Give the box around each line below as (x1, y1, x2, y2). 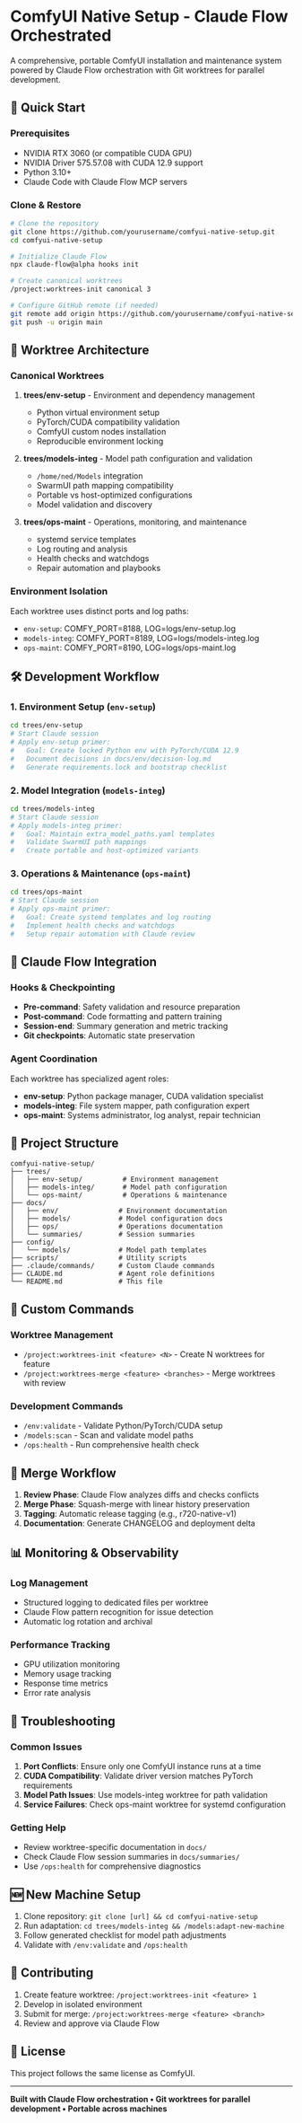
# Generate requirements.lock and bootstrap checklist (10, 762, 228, 771)
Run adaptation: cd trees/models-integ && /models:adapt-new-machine (22, 1920, 285, 1932)
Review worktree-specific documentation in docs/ (22, 1842, 207, 1853)
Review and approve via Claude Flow (22, 2018, 160, 2029)
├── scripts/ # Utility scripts (10, 1254, 187, 1263)
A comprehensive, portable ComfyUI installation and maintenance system (10, 55, 282, 66)
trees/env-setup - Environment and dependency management (22, 390, 255, 401)
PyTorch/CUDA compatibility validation (36, 417, 180, 427)
